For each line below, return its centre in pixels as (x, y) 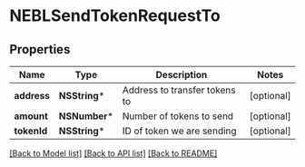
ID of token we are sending (180, 131)
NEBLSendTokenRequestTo (115, 16)
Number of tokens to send (178, 116)
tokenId (31, 131)
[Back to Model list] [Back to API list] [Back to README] (113, 153)
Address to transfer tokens (179, 90)
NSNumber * (86, 116)
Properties (40, 49)
